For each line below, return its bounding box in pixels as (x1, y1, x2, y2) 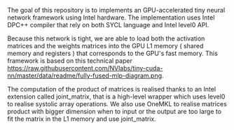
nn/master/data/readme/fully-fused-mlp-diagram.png (7, 71, 163, 80)
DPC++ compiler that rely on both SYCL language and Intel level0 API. (7, 21, 209, 29)
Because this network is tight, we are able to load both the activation (7, 34, 205, 43)
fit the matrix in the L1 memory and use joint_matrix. (7, 115, 156, 123)
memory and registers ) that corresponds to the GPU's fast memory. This (7, 49, 219, 57)
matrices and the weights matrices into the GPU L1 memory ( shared (7, 42, 204, 50)
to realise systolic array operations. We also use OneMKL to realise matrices (7, 100, 228, 108)
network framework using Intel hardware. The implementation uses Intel (7, 13, 215, 22)
